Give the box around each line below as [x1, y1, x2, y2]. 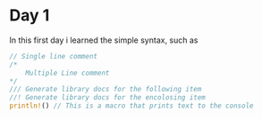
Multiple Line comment [25, 68, 110, 77]
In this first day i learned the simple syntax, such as [9, 35, 199, 45]
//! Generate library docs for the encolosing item [9, 93, 206, 102]
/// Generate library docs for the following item [9, 85, 202, 94]
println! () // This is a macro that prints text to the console [9, 101, 254, 111]
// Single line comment [9, 52, 98, 60]
